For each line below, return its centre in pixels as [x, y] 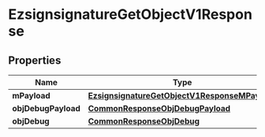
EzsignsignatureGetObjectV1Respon [130, 15]
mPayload [32, 96]
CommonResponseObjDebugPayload [159, 108]
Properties [35, 60]
